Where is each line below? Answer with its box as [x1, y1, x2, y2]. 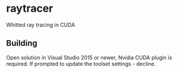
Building [6, 38, 37, 48]
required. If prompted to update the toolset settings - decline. [6, 60, 156, 67]
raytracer [6, 2, 53, 15]
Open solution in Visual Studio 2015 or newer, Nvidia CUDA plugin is [6, 54, 172, 61]
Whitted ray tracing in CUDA [6, 21, 75, 28]
